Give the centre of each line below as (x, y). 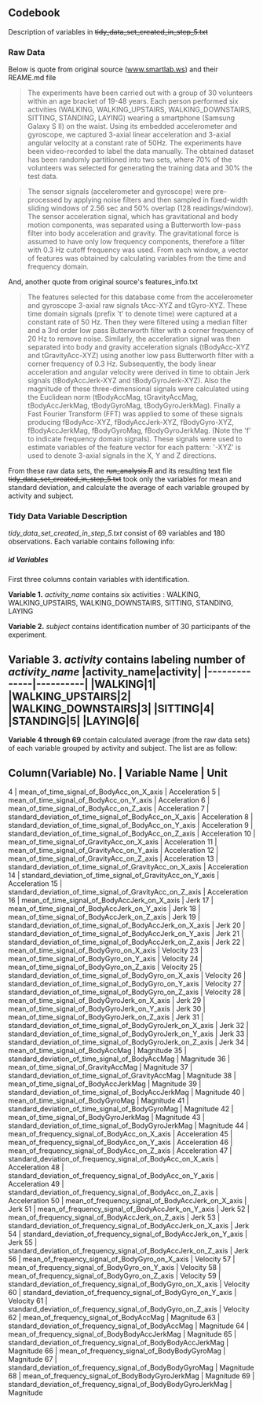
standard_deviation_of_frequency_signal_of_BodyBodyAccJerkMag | (119, 1343)
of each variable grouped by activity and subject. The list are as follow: (123, 748)
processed (45, 200)
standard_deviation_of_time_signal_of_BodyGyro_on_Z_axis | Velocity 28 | (127, 992)
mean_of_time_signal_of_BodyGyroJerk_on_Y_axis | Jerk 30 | (107, 1009)
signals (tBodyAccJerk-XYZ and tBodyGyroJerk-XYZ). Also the (129, 381)
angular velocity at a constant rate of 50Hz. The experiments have (134, 143)
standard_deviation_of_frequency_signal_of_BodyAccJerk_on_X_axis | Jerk (129, 1226)
